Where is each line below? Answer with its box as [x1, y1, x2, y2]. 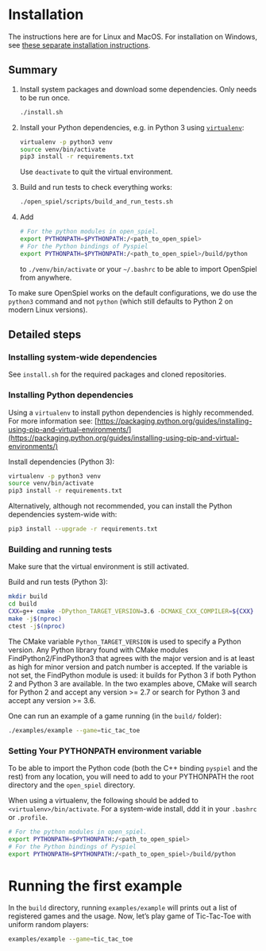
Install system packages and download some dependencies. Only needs [19, 84, 257, 94]
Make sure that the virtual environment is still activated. [8, 562, 189, 571]
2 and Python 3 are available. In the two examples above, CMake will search [8, 678, 257, 688]
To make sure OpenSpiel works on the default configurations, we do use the [8, 288, 257, 297]
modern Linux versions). [8, 304, 88, 315]
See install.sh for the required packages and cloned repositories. [8, 369, 226, 379]
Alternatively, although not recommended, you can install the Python [8, 501, 233, 511]
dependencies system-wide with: [8, 510, 118, 520]
